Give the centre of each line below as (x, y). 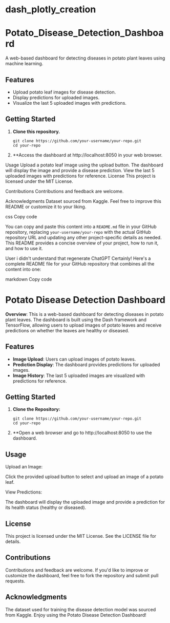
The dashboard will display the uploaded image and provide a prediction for (85, 502)
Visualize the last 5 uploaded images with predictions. (70, 103)
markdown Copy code (29, 279)
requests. (15, 581)
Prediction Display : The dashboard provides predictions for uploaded (86, 364)
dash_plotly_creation (51, 10)
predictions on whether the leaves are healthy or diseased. (67, 330)
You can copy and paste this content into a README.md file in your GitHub (81, 226)
